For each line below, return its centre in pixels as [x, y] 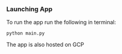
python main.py [26, 33]
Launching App [30, 9]
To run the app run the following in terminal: [61, 22]
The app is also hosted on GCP [45, 45]
